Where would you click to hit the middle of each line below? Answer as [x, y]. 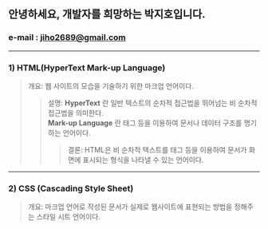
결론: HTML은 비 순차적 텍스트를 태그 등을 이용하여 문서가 [157, 149]
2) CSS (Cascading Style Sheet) [71, 188]
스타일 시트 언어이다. [69, 217]
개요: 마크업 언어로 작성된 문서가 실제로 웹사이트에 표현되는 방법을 [130, 207]
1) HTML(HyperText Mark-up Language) [87, 68]
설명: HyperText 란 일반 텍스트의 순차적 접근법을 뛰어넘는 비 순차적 [152, 103]
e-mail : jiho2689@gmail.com [67, 38]
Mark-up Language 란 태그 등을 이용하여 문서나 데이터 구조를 [145, 123]
